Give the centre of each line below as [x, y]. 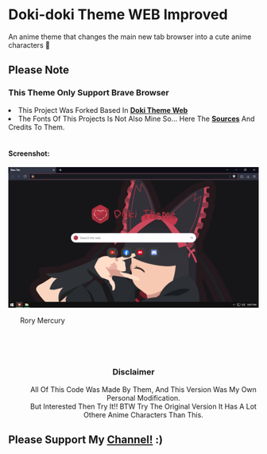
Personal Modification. [143, 398]
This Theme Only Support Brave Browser [89, 93]
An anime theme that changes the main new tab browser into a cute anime [130, 37]
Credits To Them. [37, 127]
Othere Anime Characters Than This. [143, 414]
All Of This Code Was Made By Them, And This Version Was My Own [143, 389]
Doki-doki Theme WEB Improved [118, 15]
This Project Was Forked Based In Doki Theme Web [103, 110]
